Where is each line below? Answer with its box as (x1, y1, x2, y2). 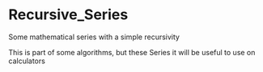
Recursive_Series (8, 6, 129, 24)
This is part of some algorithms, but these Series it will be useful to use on (8, 47, 256, 57)
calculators (8, 56, 46, 66)
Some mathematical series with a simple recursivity (8, 32, 180, 42)
